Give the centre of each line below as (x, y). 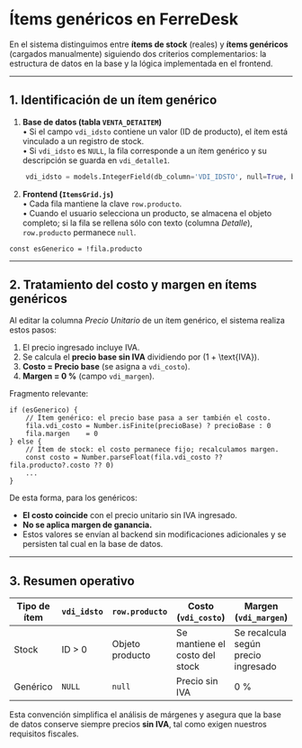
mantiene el (201, 644)
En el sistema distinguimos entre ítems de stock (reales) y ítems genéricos (149, 44)
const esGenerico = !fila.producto (76, 249)
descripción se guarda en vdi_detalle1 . (96, 160)
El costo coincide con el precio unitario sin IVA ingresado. (130, 515)
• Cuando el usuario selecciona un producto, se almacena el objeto (147, 213)
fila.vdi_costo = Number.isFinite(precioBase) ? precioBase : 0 (148, 426)
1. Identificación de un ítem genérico (113, 100)
